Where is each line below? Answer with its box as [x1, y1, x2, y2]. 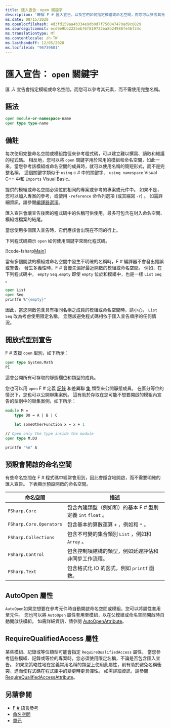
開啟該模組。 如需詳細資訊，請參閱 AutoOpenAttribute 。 [9, 618, 127, 624]
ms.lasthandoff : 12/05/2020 [5, 41, 65, 46]
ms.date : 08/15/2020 [5, 17, 49, 22]
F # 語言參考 [12, 705, 39, 711]
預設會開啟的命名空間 [5, 460, 72, 469]
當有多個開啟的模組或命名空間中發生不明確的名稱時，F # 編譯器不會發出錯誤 [5, 258, 164, 264]
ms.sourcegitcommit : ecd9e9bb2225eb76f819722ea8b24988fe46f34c [5, 26, 142, 31]
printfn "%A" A [5, 445, 37, 450]
